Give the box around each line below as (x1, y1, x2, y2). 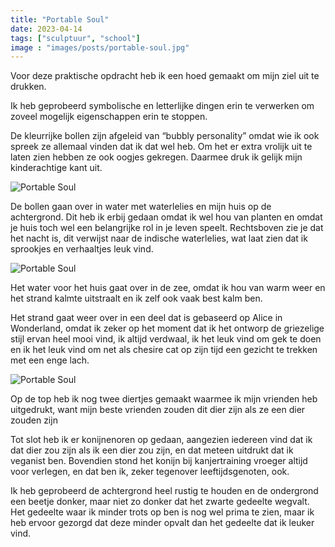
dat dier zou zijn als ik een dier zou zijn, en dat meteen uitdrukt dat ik (10, 444, 294, 456)
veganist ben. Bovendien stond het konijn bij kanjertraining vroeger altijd (10, 455, 308, 467)
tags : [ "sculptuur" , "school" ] (10, 33, 141, 43)
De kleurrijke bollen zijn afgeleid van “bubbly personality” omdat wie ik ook (10, 130, 320, 142)
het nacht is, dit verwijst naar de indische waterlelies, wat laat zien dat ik (10, 232, 308, 245)
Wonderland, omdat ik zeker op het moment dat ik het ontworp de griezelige (10, 322, 325, 335)
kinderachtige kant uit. (10, 162, 103, 174)
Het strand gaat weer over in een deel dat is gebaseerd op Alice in (10, 312, 283, 324)
